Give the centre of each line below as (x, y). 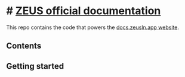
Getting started (35, 66)
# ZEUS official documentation (84, 11)
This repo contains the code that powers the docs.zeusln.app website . (92, 27)
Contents (24, 46)
